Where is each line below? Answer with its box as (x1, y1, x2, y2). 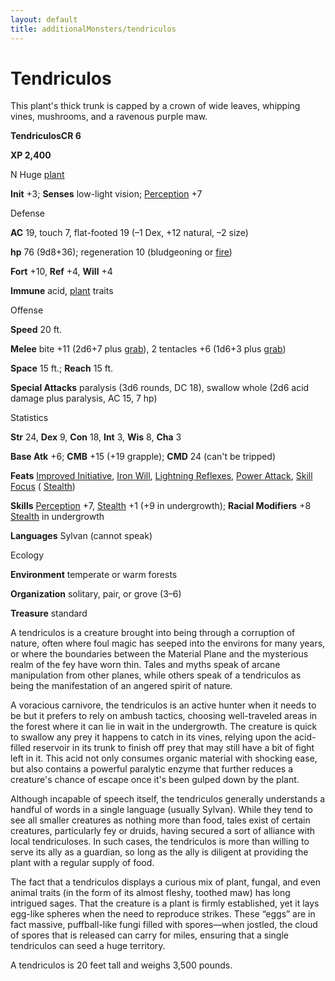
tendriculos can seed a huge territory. (10, 940, 166, 952)
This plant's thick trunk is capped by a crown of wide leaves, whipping (10, 100, 301, 112)
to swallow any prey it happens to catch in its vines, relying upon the (10, 731, 293, 743)
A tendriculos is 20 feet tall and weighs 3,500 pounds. (10, 959, 233, 971)
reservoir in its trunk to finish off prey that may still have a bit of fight (33, 742, 315, 754)
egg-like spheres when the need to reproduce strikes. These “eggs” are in (10, 908, 316, 920)
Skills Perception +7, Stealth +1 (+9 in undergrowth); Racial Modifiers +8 (10, 500, 312, 512)
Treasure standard (10, 607, 88, 620)
